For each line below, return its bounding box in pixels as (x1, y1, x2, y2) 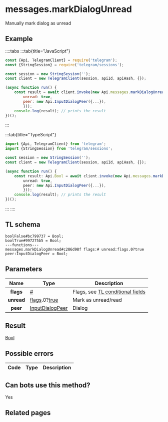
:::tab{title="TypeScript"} (5, 132, 56, 138)
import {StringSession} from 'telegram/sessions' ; (5, 146, 113, 151)
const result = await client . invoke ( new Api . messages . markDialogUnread (14, 90, 166, 95)
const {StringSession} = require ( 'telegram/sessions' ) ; (5, 62, 124, 67)
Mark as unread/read (72, 296, 122, 303)
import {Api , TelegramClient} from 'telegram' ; (5, 141, 106, 146)
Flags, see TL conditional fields (72, 288, 146, 295)
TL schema (5, 221, 40, 229)
